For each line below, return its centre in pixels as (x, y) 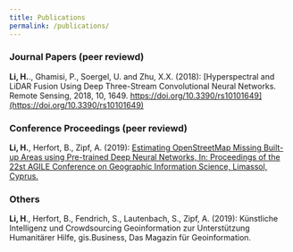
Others (25, 199)
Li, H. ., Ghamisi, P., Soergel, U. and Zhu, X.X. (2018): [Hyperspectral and (142, 76)
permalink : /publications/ (59, 26)
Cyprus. (24, 176)
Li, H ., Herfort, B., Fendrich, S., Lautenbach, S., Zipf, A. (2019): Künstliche (144, 219)
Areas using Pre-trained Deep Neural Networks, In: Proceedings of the (151, 157)
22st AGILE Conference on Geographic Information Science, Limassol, (138, 167)
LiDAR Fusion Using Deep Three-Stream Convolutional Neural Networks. (143, 86)
